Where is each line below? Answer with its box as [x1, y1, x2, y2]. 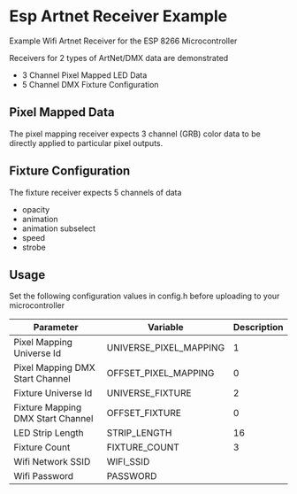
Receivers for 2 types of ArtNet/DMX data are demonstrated [9, 52, 229, 63]
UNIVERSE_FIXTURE [106, 387, 192, 399]
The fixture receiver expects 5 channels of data [9, 187, 182, 197]
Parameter [33, 321, 79, 334]
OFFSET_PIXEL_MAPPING [106, 367, 215, 380]
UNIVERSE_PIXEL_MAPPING [106, 342, 225, 354]
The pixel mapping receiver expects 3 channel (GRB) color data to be [9, 128, 261, 139]
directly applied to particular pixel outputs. [9, 137, 164, 148]
